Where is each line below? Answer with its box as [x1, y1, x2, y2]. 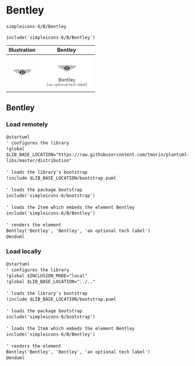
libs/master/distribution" [6, 158, 72, 163]
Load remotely [6, 120, 49, 128]
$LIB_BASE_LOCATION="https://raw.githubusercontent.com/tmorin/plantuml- [6, 152, 190, 158]
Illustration [8, 46, 36, 53]
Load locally [6, 247, 42, 255]
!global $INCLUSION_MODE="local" [6, 273, 88, 279]
